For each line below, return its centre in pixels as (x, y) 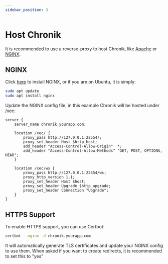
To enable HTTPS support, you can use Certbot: (55, 226)
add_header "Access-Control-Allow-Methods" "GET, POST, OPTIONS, (93, 151)
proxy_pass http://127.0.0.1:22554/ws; (65, 173)
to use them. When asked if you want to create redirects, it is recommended (83, 251)
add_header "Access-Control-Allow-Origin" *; (73, 146)
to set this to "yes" (24, 256)
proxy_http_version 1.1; (49, 177)
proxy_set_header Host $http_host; (60, 142)
